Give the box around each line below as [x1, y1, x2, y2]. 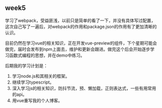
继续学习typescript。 [12, 79, 54, 85]
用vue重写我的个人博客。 [12, 97, 63, 103]
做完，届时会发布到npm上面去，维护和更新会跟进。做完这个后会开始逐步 [5, 46, 151, 52]
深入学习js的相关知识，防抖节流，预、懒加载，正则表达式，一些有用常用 [12, 85, 157, 91]
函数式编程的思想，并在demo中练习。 [9, 52, 85, 58]
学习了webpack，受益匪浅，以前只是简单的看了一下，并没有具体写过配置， [5, 17, 156, 23]
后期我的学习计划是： [5, 63, 48, 68]
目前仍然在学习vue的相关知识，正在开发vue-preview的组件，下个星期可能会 [5, 40, 157, 46]
